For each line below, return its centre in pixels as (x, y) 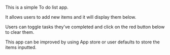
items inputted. (21, 47)
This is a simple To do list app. (37, 7)
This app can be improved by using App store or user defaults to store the (82, 42)
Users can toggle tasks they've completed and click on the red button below (85, 27)
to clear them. (20, 32)
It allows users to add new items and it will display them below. (71, 17)
